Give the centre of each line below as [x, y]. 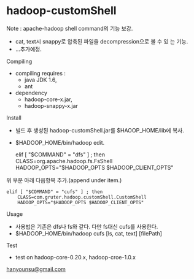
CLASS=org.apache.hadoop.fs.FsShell [64, 161]
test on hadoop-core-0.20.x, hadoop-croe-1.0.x [76, 257]
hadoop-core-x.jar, [48, 99]
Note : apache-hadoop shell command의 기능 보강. [70, 28]
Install [14, 118]
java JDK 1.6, [41, 80]
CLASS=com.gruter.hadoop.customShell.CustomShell [82, 197]
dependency [31, 93]
